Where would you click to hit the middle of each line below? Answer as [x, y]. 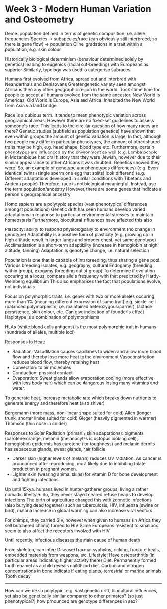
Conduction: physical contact [42, 372]
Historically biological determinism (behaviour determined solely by [74, 59]
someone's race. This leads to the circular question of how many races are [82, 126]
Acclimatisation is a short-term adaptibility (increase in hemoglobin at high [81, 245]
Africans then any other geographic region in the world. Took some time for [83, 89]
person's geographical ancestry [38, 194]
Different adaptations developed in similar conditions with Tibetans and [78, 178]
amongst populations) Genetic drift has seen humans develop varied [75, 209]
